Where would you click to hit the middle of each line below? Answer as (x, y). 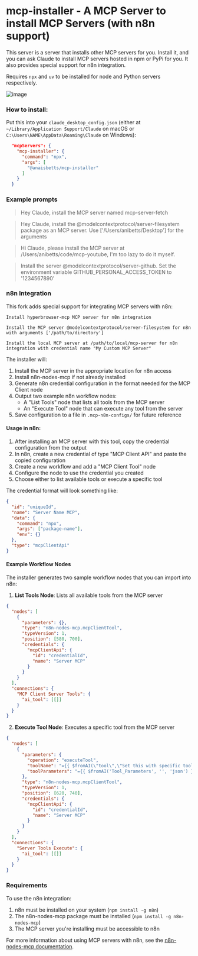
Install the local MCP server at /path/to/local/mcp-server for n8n (92, 343)
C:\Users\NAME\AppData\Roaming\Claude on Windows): (71, 135)
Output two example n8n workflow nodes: (65, 396)
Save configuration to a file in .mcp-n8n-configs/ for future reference (98, 415)
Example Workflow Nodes (39, 564)
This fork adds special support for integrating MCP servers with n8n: (89, 306)
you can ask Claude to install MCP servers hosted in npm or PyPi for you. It (97, 59)
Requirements (27, 886)
